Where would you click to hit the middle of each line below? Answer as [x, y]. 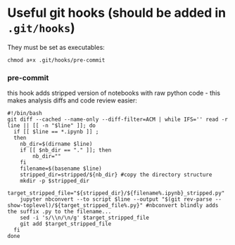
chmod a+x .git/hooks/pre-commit [56, 60]
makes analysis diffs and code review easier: [72, 100]
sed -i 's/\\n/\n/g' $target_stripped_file [85, 218]
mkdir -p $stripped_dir [55, 181]
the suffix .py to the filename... [59, 212]
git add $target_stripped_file [66, 224]
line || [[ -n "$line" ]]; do [52, 126]
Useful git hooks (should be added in [117, 13]
